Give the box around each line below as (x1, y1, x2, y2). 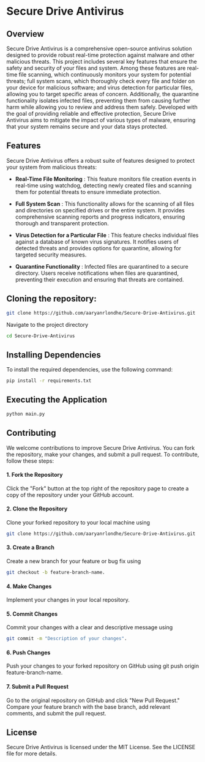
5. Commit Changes (6, 610, 58, 618)
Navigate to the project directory (6, 321, 89, 328)
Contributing (6, 428, 56, 438)
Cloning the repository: (6, 294, 97, 304)
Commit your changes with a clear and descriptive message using (6, 624, 173, 631)
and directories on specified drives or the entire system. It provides (15, 206, 185, 214)
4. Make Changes (6, 583, 52, 590)
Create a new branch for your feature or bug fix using (6, 558, 141, 565)
